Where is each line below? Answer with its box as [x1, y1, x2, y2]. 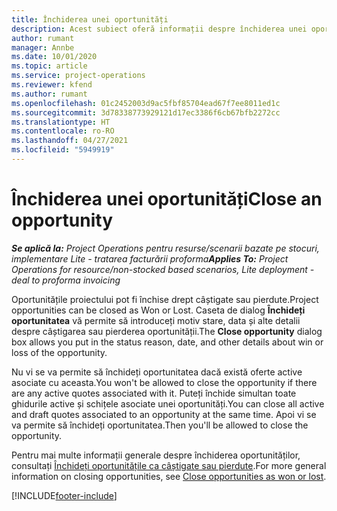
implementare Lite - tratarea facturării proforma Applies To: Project [11, 252, 289, 265]
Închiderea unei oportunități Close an [11, 188, 323, 211]
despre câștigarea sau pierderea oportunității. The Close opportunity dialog [11, 325, 323, 337]
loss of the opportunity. [11, 346, 108, 358]
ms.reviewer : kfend [11, 80, 93, 90]
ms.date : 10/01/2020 [11, 52, 98, 62]
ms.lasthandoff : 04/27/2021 [11, 136, 129, 146]
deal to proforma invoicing [11, 274, 121, 286]
